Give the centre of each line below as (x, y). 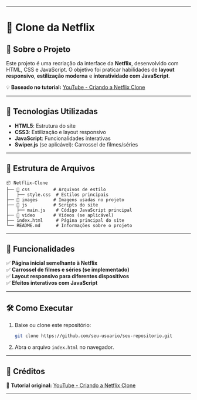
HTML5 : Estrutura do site (45, 126)
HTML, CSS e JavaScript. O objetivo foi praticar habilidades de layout (90, 69)
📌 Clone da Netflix (50, 28)
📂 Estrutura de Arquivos (51, 169)
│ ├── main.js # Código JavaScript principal (69, 210)
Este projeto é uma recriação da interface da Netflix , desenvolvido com (92, 63)
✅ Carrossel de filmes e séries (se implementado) (68, 270)
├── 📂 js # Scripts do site (52, 205)
